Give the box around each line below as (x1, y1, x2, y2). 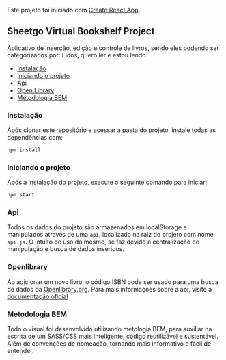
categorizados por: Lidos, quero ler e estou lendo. (7, 51, 148, 59)
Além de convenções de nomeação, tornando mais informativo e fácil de (7, 339, 212, 348)
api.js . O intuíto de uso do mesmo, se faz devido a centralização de (7, 237, 200, 246)
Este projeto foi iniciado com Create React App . (7, 6, 141, 14)
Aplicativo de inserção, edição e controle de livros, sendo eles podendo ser (7, 44, 220, 52)
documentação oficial (7, 292, 68, 300)
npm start (7, 192, 36, 198)
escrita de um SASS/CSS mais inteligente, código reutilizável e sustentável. (7, 332, 218, 341)
